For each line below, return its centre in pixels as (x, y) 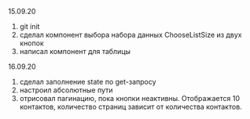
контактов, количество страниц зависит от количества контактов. (131, 106)
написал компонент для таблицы (75, 51)
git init (29, 26)
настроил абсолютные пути (66, 90)
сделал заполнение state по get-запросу (88, 82)
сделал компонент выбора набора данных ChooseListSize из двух (131, 35)
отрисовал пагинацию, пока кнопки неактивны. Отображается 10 (129, 98)
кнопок (32, 43)
